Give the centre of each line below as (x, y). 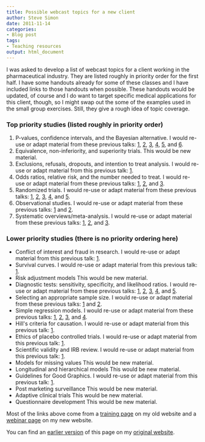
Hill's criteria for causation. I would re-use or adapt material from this (102, 324)
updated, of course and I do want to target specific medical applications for (102, 95)
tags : (13, 41)
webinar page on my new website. (50, 421)
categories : (21, 29)
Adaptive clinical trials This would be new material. (79, 395)
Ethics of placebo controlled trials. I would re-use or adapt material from (106, 337)
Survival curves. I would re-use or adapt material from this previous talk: (106, 265)
